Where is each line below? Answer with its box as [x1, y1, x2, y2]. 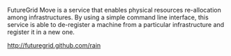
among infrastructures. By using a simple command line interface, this [7, 13, 209, 21]
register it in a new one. [7, 28, 75, 36]
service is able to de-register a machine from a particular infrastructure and [7, 21, 225, 28]
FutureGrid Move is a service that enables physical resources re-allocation [7, 6, 221, 14]
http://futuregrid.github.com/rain [7, 41, 101, 49]
